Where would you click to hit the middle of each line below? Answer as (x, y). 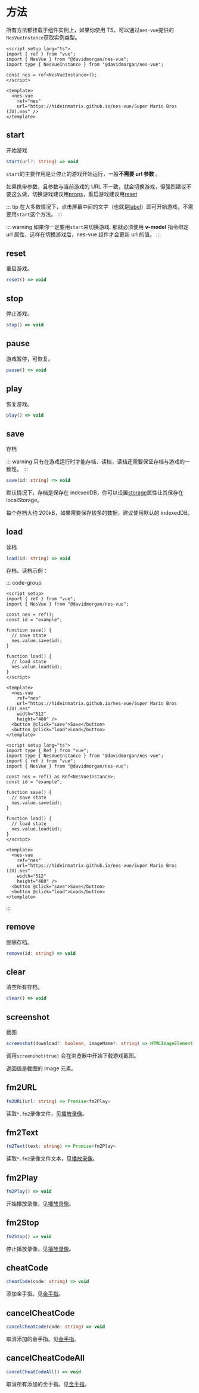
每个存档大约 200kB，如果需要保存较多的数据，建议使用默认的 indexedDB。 (99, 513)
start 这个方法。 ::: (40, 214)
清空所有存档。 (24, 987)
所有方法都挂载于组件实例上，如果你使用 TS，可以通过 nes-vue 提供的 (90, 30)
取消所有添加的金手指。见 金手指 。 (48, 1384)
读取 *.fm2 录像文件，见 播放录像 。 (47, 1113)
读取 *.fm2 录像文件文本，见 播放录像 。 (52, 1159)
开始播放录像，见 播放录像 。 (40, 1203)
